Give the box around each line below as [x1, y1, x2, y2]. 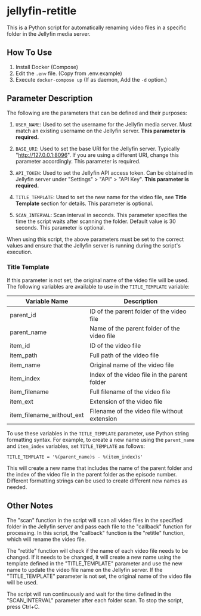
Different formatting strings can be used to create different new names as [7, 477, 188, 484]
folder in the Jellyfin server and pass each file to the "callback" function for [7, 523, 192, 530]
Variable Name [25, 297, 69, 305]
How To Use [7, 48, 52, 58]
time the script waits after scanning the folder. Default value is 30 [15, 218, 177, 225]
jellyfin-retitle [7, 4, 77, 18]
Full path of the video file [89, 351, 159, 359]
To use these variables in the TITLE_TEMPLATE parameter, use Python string [7, 429, 190, 437]
